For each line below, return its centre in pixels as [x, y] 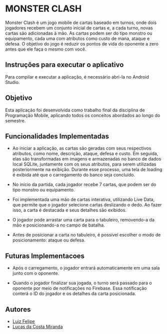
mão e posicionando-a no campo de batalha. [58, 225]
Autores [18, 309]
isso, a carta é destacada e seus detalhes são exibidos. [69, 210]
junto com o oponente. [36, 273]
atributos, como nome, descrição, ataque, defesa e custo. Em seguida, [85, 153]
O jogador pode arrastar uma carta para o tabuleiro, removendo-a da [83, 220]
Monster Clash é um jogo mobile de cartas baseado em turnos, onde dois [81, 22]
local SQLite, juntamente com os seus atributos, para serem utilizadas [84, 164]
